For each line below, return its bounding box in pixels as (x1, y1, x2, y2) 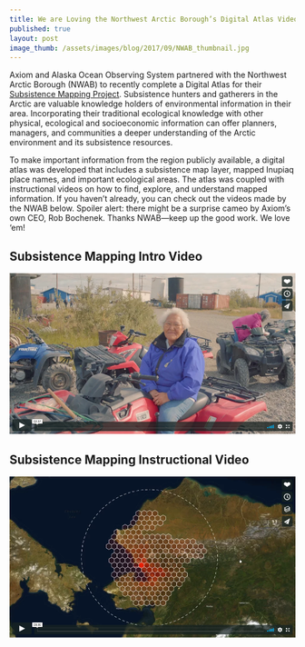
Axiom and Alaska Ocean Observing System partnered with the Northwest (9, 69, 288, 81)
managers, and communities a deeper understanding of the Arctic (9, 127, 256, 138)
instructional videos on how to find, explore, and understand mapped (9, 184, 268, 194)
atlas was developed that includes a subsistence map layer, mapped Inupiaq (9, 164, 295, 175)
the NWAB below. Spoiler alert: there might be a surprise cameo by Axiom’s (9, 203, 291, 214)
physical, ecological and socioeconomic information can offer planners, (9, 118, 277, 129)
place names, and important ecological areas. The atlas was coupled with (9, 174, 285, 185)
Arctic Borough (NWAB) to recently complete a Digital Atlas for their (9, 79, 262, 90)
